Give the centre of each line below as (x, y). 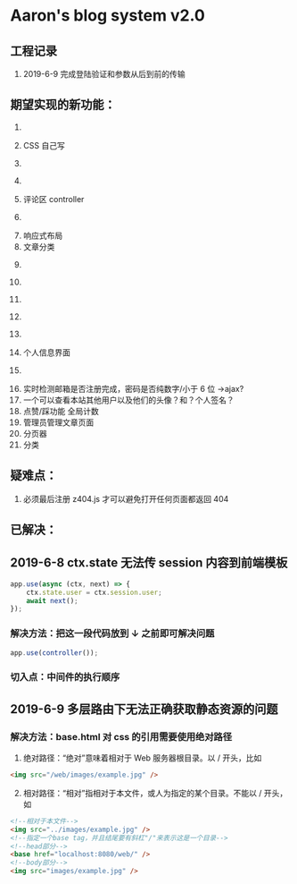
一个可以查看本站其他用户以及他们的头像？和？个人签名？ (128, 400)
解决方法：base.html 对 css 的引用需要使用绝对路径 (121, 736)
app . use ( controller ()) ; (54, 653)
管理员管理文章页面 (58, 422)
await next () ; (52, 600)
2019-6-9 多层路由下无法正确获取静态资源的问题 (144, 709)
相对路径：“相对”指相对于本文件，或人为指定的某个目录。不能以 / (142, 793)
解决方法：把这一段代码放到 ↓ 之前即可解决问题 (112, 633)
